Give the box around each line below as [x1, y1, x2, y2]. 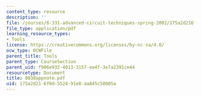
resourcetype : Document [6, 70, 66, 76]
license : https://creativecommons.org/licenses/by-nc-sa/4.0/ [6, 42, 165, 48]
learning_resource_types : [6, 31, 71, 37]
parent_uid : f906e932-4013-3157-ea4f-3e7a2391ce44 [6, 64, 135, 70]
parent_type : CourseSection [6, 58, 77, 64]
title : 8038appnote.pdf [6, 75, 66, 81]
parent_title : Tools [6, 53, 58, 59]
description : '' [6, 14, 47, 20]
